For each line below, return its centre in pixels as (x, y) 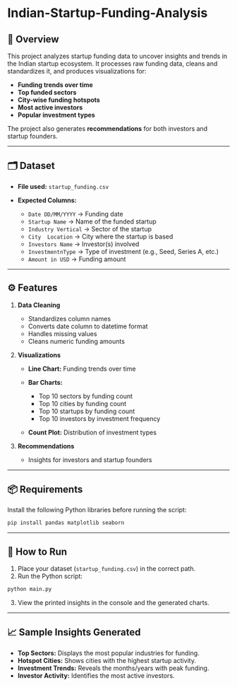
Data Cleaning (39, 305)
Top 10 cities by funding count (83, 403)
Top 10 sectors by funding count (85, 396)
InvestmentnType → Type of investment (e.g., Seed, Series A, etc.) (123, 251)
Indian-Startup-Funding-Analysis (108, 13)
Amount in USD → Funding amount (77, 259)
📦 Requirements (45, 490)
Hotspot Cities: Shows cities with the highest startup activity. (107, 660)
